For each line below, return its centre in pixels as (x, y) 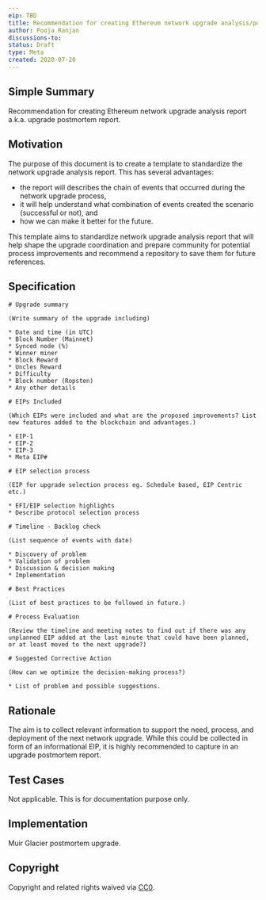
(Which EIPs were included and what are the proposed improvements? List (133, 416)
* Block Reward (33, 360)
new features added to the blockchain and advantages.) (102, 423)
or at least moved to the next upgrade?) (78, 645)
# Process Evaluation (44, 617)
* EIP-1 (21, 437)
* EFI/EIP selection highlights (61, 506)
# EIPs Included (35, 402)
